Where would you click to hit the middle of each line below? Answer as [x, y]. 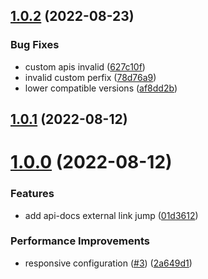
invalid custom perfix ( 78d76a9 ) [90, 77]
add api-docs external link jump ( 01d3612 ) [111, 215]
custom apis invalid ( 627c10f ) [85, 66]
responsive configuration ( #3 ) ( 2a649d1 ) [108, 263]
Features [32, 194]
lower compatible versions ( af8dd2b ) [101, 88]
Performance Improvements [80, 241]
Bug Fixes [35, 45]
